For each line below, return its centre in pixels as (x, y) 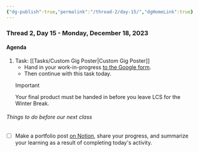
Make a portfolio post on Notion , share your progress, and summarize (102, 136)
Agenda (16, 47)
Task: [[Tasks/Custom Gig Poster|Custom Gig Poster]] (82, 60)
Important (27, 85)
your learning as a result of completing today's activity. (83, 143)
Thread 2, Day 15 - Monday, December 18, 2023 (77, 33)
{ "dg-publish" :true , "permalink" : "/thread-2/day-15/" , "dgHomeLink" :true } (100, 12)
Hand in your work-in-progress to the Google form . (87, 67)
